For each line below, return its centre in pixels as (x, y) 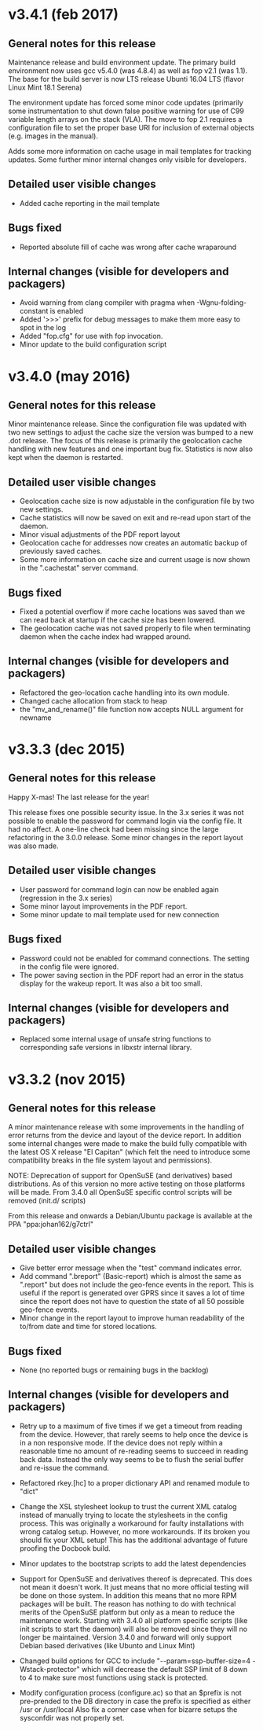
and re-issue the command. (64, 1467)
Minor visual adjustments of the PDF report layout (100, 534)
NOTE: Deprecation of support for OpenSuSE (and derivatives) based (121, 1176)
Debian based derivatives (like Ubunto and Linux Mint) (107, 1645)
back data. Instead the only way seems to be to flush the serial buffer (131, 1459)
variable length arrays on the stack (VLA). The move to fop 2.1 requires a (125, 119)
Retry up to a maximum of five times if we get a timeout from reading (131, 1426)
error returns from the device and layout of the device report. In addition (125, 1135)
